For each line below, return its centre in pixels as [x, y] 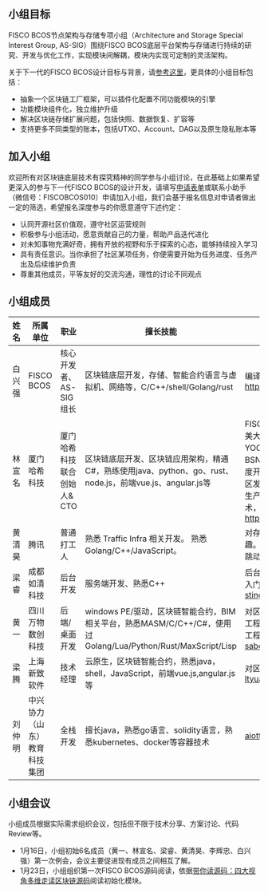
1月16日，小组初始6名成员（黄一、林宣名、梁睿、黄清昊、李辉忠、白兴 [135, 851]
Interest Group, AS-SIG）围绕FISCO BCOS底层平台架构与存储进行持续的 [126, 45]
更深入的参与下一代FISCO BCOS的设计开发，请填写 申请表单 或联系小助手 [127, 187]
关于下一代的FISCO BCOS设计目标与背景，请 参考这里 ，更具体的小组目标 [127, 72]
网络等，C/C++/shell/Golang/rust [171, 387]
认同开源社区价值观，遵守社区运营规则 [83, 224]
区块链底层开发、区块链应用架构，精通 [157, 459]
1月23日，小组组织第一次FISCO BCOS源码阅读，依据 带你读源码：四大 [134, 871]
